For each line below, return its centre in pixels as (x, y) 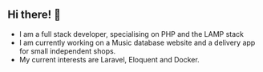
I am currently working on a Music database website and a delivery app (137, 42)
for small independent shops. (67, 51)
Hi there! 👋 (34, 15)
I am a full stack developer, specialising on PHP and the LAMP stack (131, 34)
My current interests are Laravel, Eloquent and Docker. (109, 59)
